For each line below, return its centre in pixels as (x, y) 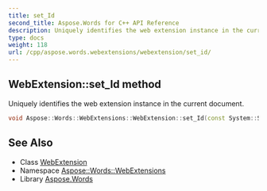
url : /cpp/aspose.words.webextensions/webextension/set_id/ (110, 52)
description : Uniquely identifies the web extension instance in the (126, 30)
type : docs (26, 38)
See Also (31, 143)
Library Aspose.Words (56, 178)
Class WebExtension (53, 162)
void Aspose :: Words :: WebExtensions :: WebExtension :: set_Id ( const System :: (133, 118)
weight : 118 (28, 45)
